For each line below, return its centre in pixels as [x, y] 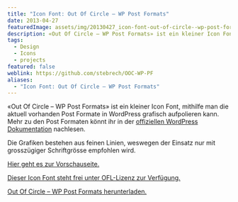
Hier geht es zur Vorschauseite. [53, 164]
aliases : [20, 80]
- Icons [25, 54]
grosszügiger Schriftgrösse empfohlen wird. [72, 150]
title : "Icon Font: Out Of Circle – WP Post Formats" [89, 14]
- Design [27, 47]
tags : [15, 40]
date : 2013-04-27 [33, 21]
